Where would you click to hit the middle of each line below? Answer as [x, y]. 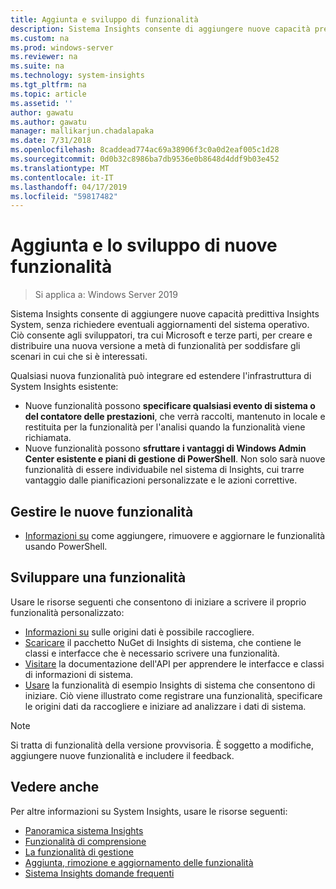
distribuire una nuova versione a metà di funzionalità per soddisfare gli [155, 346]
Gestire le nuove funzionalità [102, 511]
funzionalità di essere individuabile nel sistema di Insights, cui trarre [164, 470]
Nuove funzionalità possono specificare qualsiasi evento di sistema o [170, 406]
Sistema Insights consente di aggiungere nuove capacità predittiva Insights [165, 314]
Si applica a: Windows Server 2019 [106, 295]
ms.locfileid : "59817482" [64, 196]
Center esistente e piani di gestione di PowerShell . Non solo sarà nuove [175, 459]
